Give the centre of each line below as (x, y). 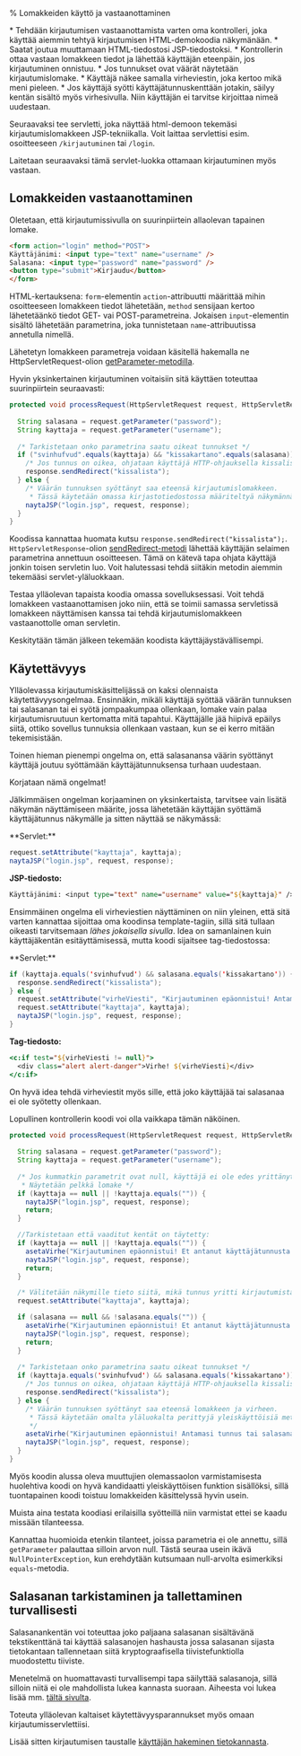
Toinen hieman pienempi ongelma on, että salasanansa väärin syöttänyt (142, 755)
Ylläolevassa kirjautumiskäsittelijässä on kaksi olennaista (114, 690)
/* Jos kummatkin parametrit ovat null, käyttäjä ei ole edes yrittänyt (156, 1177)
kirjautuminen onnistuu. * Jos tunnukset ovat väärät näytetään (124, 68)
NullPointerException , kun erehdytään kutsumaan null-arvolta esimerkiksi (146, 1558)
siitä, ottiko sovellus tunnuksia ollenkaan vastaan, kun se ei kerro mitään (142, 729)
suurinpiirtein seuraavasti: (57, 389)
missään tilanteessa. (47, 1522)
